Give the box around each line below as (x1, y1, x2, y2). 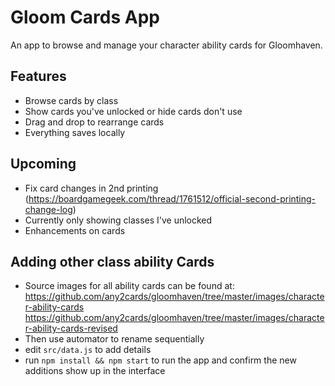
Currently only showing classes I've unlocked (24, 214, 213, 226)
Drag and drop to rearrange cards (24, 116, 165, 128)
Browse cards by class (24, 94, 119, 106)
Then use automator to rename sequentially (24, 333, 205, 345)
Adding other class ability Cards (10, 253, 215, 270)
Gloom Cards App (10, 6, 160, 29)
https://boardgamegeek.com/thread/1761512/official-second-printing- (28, 192, 317, 205)
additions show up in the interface (24, 365, 166, 377)
